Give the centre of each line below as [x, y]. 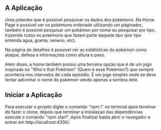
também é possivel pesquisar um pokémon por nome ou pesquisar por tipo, [80, 30]
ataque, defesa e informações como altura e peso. [55, 55]
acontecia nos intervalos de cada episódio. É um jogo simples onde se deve [80, 74]
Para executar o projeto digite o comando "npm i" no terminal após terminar [80, 107]
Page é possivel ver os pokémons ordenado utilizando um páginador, [74, 25]
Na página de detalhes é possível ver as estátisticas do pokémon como [76, 49]
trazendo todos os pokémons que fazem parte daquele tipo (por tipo [73, 35]
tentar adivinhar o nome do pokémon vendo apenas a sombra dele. [72, 80]
